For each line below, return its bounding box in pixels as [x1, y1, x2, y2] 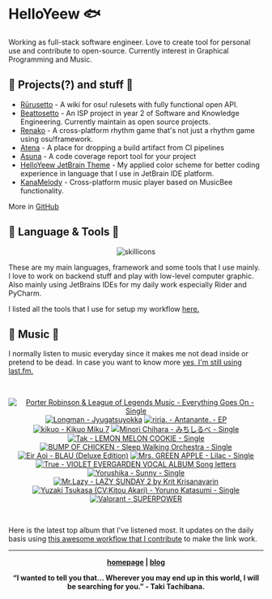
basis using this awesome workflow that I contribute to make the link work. [8, 534, 257, 544]
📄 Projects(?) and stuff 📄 [8, 78, 134, 92]
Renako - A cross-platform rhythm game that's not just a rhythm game [19, 125, 255, 135]
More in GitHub [8, 201, 59, 211]
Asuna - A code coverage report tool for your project [19, 151, 197, 161]
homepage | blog [106, 558, 166, 567]
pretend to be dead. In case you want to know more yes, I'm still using [8, 357, 242, 368]
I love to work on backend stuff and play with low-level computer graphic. [8, 271, 254, 281]
